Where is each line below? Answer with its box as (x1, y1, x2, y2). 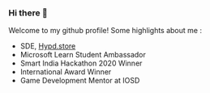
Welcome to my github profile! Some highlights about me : (8, 26, 203, 36)
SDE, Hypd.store (19, 41, 76, 51)
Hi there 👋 (8, 7, 49, 19)
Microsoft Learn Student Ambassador (19, 50, 146, 60)
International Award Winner (19, 67, 112, 77)
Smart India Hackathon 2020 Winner (19, 58, 143, 68)
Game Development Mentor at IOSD (19, 76, 140, 86)
